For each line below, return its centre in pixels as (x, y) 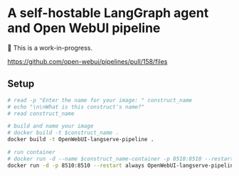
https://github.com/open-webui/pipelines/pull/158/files (87, 61)
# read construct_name (41, 114)
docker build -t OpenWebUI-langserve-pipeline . (81, 140)
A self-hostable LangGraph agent (108, 13)
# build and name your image (51, 126)
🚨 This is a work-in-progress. (50, 48)
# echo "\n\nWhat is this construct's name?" (76, 107)
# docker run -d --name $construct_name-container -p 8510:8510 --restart (121, 159)
